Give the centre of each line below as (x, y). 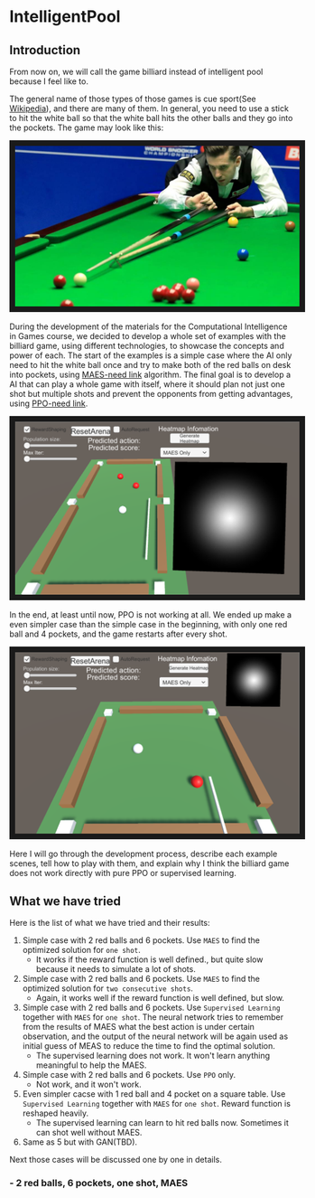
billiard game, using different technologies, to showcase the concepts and (147, 345)
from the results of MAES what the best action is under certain (139, 1027)
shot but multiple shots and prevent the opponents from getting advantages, (151, 393)
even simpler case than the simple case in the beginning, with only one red (148, 625)
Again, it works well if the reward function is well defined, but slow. (160, 998)
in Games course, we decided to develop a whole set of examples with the (148, 335)
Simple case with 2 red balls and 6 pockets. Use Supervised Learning (151, 1008)
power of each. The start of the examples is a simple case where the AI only (151, 355)
